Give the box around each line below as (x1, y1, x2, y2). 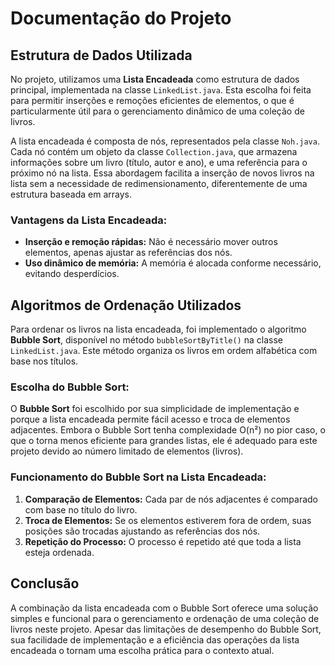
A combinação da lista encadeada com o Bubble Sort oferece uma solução (10, 602, 319, 614)
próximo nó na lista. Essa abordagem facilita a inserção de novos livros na (10, 167, 315, 179)
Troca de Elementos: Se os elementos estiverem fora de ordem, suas (24, 514, 312, 526)
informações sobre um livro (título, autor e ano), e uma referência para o (10, 157, 308, 168)
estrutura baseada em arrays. (10, 188, 133, 200)
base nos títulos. (10, 355, 79, 367)
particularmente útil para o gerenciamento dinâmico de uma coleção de (10, 105, 305, 117)
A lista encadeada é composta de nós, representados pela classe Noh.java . (10, 135, 320, 147)
